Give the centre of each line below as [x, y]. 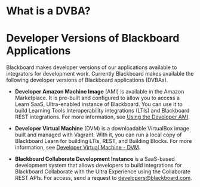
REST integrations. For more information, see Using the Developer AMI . [102, 117]
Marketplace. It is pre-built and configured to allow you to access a [97, 98]
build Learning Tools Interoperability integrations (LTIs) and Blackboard [102, 111]
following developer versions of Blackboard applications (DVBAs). [87, 80]
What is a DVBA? [48, 11]
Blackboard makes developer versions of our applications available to [92, 67]
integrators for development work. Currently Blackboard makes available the [100, 74]
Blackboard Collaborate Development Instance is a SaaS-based [95, 159]
